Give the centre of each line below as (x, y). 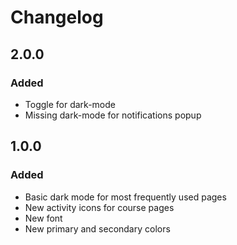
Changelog (57, 17)
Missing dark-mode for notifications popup (113, 115)
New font (43, 218)
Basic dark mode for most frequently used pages (125, 197)
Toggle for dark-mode (70, 104)
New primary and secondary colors (97, 228)
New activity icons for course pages (99, 207)
